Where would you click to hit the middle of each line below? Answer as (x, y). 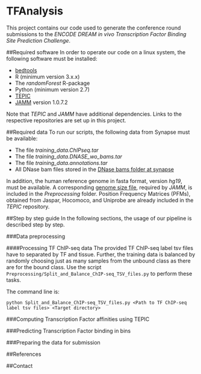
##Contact (20, 366)
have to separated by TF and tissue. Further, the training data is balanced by (101, 254)
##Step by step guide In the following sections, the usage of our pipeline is (99, 218)
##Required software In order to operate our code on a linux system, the (96, 52)
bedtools (26, 70)
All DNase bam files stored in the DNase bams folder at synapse (94, 169)
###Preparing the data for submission (53, 342)
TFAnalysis (35, 11)
